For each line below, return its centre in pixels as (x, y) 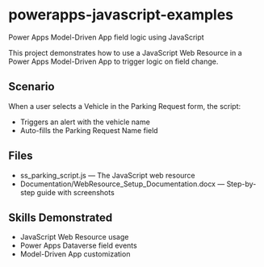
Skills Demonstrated (61, 217)
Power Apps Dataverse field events (78, 246)
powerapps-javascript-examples (121, 15)
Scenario (31, 87)
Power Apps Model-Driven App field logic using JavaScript (106, 37)
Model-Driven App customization (75, 254)
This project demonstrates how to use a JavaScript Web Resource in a (125, 52)
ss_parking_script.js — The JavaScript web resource (107, 175)
